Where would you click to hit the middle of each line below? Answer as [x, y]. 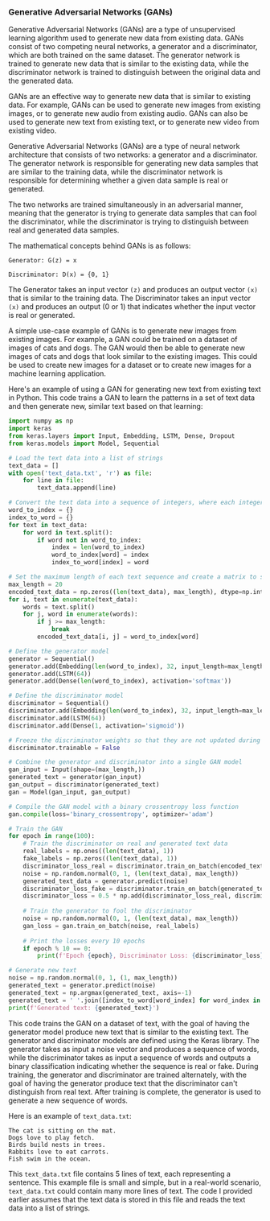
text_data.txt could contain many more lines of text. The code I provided [131, 1190]
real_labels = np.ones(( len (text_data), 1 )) [98, 852]
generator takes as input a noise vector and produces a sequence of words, [134, 1049]
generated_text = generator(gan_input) [75, 778]
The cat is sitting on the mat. [62, 1130]
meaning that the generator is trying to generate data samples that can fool [133, 213]
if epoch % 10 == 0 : [57, 948]
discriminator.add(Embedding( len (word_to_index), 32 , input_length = [125, 711]
